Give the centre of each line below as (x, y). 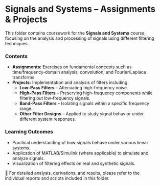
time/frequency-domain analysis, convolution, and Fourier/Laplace (79, 72)
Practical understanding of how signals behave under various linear (80, 142)
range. (26, 108)
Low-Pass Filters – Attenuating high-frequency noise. (74, 88)
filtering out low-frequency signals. (55, 98)
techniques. (17, 43)
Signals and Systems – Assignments (80, 9)
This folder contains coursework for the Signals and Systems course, (75, 33)
